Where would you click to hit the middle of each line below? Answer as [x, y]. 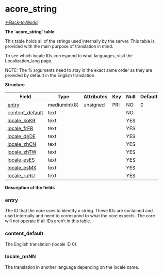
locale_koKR [21, 121]
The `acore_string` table [30, 31]
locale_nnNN [21, 257]
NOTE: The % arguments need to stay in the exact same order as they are [79, 70]
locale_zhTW [22, 152]
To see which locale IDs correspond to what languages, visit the [69, 55]
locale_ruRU [21, 175]
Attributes [96, 96]
